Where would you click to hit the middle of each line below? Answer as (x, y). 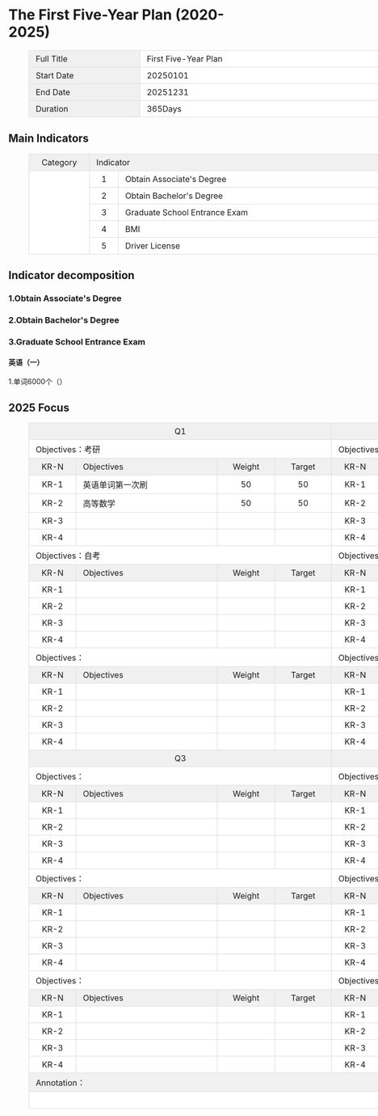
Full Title (52, 58)
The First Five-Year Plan (90, 15)
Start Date (55, 75)
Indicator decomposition (71, 275)
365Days (164, 108)
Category (59, 162)
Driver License (152, 246)
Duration (52, 108)
